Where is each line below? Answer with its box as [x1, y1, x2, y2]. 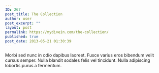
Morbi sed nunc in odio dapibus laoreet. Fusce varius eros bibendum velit [5, 52, 154, 58]
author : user [5, 16, 32, 21]
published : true [5, 35, 38, 39]
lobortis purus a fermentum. [5, 62, 62, 68]
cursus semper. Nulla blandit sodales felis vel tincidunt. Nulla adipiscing [5, 57, 150, 63]
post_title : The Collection [5, 12, 63, 17]
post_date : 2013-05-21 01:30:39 [5, 39, 71, 44]
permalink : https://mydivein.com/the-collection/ [5, 30, 109, 35]
